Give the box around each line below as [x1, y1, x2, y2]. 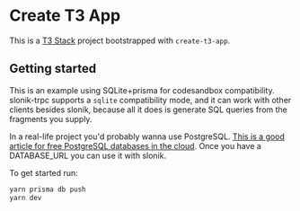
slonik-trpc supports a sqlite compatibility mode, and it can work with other [9, 94, 292, 105]
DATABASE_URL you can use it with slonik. [9, 150, 167, 161]
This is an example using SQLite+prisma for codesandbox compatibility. [9, 84, 275, 95]
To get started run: [9, 167, 78, 178]
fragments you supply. [9, 113, 93, 124]
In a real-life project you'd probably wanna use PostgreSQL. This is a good [9, 131, 286, 142]
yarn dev [9, 193, 42, 202]
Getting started [9, 61, 97, 76]
